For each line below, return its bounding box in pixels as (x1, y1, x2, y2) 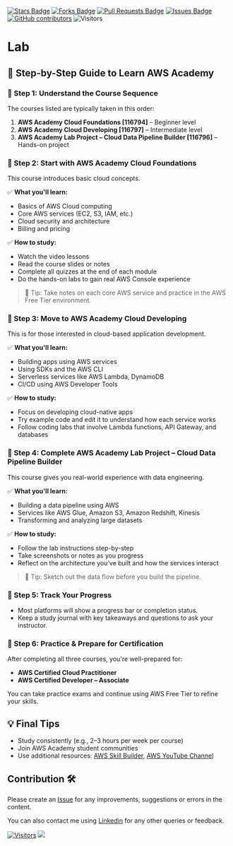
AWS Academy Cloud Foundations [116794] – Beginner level (17, 117, 196, 127)
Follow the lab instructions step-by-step (17, 544, 134, 552)
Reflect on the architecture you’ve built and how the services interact (17, 558, 219, 567)
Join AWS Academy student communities (17, 744, 138, 753)
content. (7, 802, 32, 811)
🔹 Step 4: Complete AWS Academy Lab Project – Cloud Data (7, 448, 216, 458)
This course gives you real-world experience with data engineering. (7, 473, 205, 481)
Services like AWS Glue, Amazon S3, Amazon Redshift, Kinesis (17, 508, 200, 517)
